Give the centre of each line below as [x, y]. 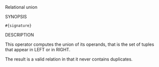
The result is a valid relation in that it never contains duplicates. [69, 59]
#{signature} [18, 26]
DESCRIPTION [20, 35]
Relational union [21, 7]
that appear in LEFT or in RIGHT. [38, 50]
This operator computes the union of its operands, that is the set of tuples [80, 44]
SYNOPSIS [16, 17]
